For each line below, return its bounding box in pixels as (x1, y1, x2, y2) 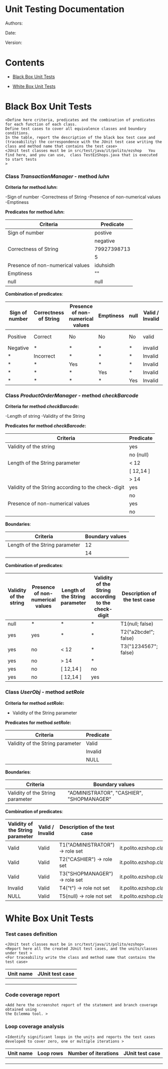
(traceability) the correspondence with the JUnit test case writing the (5, 139, 162, 144)
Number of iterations (67, 1049, 119, 1056)
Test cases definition (5, 930, 57, 937)
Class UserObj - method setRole (5, 689, 85, 696)
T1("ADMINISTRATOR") (59, 841, 115, 848)
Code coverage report (5, 991, 60, 998)
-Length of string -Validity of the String (5, 413, 85, 419)
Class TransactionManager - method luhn (5, 173, 110, 180)
